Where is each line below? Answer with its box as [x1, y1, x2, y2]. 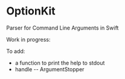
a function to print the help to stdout [14, 59, 105, 66]
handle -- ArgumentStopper [14, 65, 85, 73]
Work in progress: [6, 36, 51, 43]
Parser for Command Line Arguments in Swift [6, 24, 119, 31]
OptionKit [6, 4, 56, 18]
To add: [6, 47, 25, 55]
